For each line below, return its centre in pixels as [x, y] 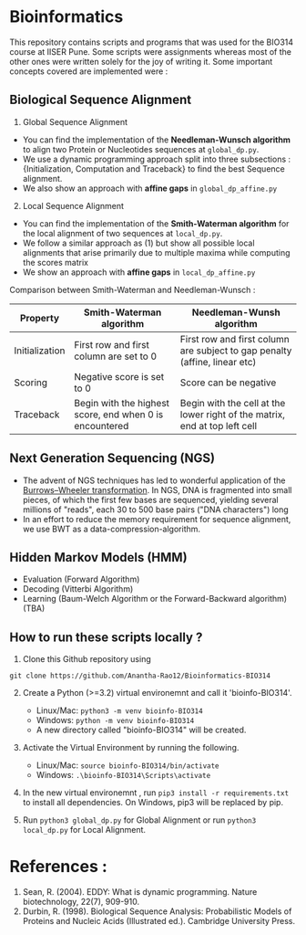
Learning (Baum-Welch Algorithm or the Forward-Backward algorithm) [155, 599]
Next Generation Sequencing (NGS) [112, 458]
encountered [102, 425]
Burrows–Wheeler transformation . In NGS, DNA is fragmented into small [157, 489]
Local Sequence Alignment [73, 205]
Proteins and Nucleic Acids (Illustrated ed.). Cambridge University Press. [159, 921]
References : [58, 867]
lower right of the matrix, [232, 415]
